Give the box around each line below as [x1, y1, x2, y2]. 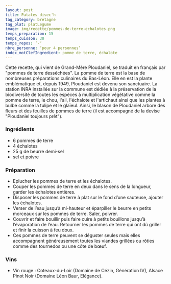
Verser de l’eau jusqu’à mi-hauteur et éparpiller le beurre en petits [12, 205, 152, 211]
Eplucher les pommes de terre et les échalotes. [12, 178, 112, 184]
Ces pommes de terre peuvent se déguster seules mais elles [12, 232, 140, 239]
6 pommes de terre [12, 137, 54, 144]
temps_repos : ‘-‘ [5, 41, 42, 46]
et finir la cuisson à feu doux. [12, 227, 74, 233]
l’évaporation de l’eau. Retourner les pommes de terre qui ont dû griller [12, 222, 162, 228]
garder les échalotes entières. [12, 189, 76, 195]
